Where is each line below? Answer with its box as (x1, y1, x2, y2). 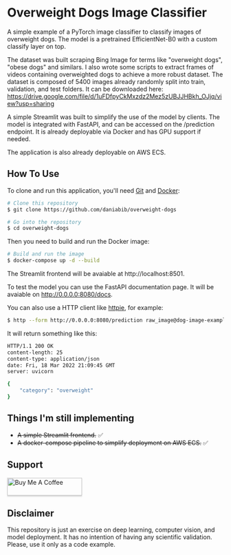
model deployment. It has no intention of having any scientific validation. (7, 533, 212, 541)
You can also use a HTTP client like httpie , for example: (7, 304, 164, 311)
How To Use (7, 168, 60, 180)
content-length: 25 (7, 349, 63, 356)
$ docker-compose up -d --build (7, 257, 100, 264)
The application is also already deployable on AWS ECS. (7, 148, 166, 156)
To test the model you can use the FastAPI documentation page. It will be (7, 283, 214, 291)
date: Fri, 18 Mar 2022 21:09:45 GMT (7, 362, 115, 369)
